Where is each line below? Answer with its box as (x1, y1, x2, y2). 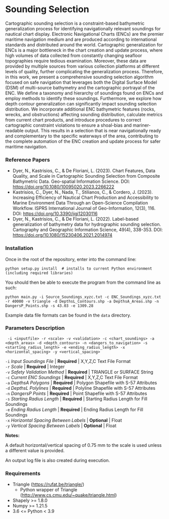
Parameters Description (5, 325, 65, 332)
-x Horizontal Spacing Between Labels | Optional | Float (5, 417, 122, 423)
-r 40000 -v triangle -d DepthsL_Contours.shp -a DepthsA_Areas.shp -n (5, 299, 159, 304)
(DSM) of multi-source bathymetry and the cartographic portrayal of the (5, 84, 155, 90)
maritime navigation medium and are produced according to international (5, 36, 157, 42)
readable (5, 127, 24, 133)
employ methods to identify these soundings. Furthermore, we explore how (5, 95, 162, 101)
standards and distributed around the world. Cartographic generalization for (5, 41, 163, 47)
